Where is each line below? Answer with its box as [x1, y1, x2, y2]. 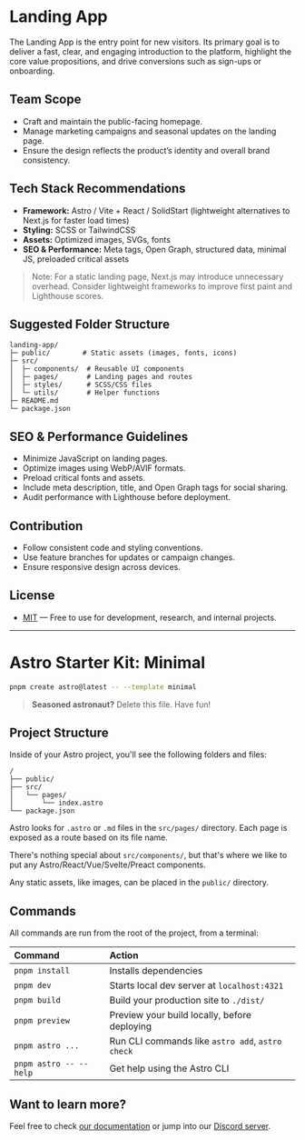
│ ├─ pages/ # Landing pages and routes [9, 373, 193, 382]
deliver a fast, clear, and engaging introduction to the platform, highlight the [9, 45, 292, 56]
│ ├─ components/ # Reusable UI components [9, 365, 184, 374]
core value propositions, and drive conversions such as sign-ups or [9, 55, 261, 66]
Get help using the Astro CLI [109, 1062, 230, 1075]
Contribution [9, 518, 84, 534]
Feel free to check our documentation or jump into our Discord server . [9, 1121, 271, 1132]
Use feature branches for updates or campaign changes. [22, 552, 236, 563]
